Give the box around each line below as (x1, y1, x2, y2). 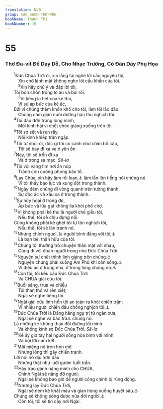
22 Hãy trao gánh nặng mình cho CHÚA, (14, 365, 94, 372)
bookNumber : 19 (5, 21, 37, 26)
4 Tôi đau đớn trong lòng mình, (14, 117, 76, 124)
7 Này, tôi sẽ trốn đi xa (14, 151, 58, 158)
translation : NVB (5, 7, 41, 12)
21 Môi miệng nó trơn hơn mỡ (14, 343, 72, 350)
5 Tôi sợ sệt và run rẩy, (14, 128, 59, 135)
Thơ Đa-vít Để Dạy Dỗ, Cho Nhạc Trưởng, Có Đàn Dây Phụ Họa (5, 60, 158, 67)
